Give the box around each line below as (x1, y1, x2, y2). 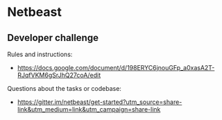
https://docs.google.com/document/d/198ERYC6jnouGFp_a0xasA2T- (17, 64, 215, 71)
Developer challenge (7, 32, 99, 44)
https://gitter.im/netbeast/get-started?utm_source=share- (17, 98, 182, 106)
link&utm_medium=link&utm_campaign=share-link (17, 105, 161, 113)
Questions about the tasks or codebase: (7, 85, 121, 92)
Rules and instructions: (7, 50, 73, 58)
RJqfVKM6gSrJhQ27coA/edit (17, 71, 101, 79)
